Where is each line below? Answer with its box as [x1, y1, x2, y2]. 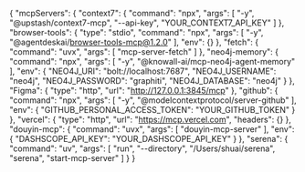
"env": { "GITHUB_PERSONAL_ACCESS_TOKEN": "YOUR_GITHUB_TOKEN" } [9, 105, 296, 115]
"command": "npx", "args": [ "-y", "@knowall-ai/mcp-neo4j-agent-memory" [9, 56, 296, 66]
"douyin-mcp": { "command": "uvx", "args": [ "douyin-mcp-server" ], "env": [9, 124, 295, 135]
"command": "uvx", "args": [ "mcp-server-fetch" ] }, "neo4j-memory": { [9, 46, 279, 57]
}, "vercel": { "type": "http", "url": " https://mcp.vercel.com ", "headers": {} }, [9, 114, 292, 125]
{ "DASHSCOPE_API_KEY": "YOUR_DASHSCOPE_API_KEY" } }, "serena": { [9, 134, 289, 144]
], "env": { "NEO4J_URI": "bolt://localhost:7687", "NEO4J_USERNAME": [9, 66, 277, 76]
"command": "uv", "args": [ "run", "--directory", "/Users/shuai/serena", [9, 143, 276, 154]
